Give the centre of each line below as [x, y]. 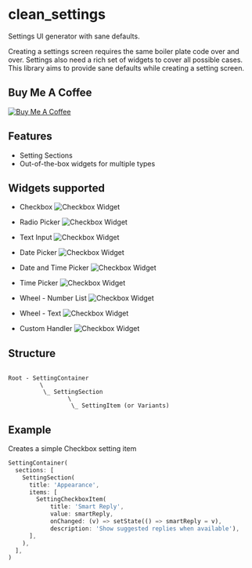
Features [30, 136]
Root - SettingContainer [49, 378]
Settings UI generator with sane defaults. [74, 36]
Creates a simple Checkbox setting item [72, 448]
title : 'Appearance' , [64, 485]
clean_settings [57, 15]
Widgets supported [57, 188]
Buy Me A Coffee [50, 93]
